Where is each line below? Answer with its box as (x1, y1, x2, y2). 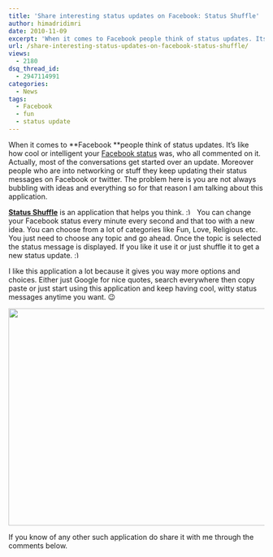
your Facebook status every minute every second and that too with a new (8, 216, 254, 226)
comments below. (8, 541, 67, 551)
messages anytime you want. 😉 (8, 291, 116, 301)
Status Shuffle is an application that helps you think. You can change (8, 207, 252, 217)
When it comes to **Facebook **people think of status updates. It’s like (8, 140, 249, 149)
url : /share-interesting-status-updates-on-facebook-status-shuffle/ (8, 42, 249, 50)
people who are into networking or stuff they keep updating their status (8, 166, 248, 175)
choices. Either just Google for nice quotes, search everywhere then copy (8, 274, 255, 284)
